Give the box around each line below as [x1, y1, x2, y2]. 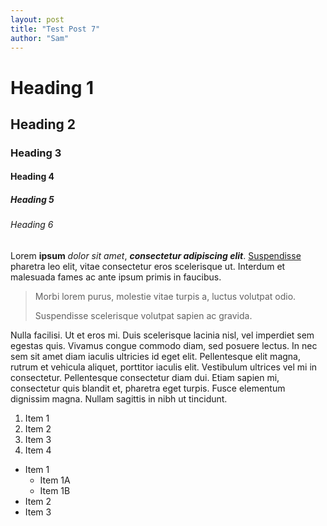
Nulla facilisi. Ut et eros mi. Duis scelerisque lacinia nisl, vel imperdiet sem [10, 329, 315, 341]
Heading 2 [10, 116, 77, 133]
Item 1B [39, 485, 71, 497]
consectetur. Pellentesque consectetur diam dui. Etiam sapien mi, [10, 372, 280, 384]
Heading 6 [10, 219, 54, 231]
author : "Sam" [10, 33, 70, 43]
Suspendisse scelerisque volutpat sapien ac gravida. [34, 310, 253, 322]
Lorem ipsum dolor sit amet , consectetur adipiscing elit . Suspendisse [10, 250, 302, 262]
